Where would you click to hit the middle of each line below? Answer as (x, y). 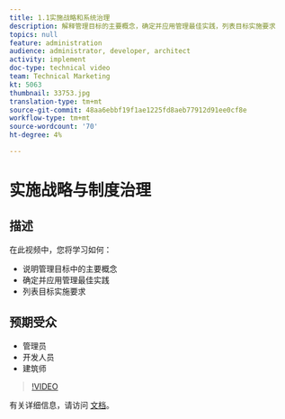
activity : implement (48, 59)
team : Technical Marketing (60, 77)
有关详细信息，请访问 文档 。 (62, 405)
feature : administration (56, 43)
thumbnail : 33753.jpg (50, 93)
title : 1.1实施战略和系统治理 (60, 18)
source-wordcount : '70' (54, 127)
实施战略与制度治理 (80, 191)
